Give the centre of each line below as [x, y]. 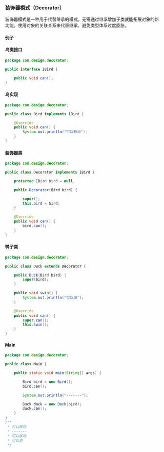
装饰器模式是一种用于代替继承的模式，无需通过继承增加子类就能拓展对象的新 [82, 19]
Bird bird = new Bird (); [48, 382]
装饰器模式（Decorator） [35, 7]
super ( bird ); [36, 280]
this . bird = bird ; [41, 203]
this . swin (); [36, 325]
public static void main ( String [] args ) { [58, 373]
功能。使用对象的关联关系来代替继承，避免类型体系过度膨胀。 [67, 25]
